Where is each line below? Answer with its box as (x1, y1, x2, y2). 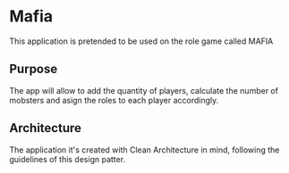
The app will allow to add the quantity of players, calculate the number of (9, 85, 279, 95)
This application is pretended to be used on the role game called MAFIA (9, 36, 274, 46)
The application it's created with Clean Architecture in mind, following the (9, 144, 280, 155)
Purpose (9, 62, 58, 77)
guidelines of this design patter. (9, 153, 126, 164)
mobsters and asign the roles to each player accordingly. (9, 95, 219, 105)
